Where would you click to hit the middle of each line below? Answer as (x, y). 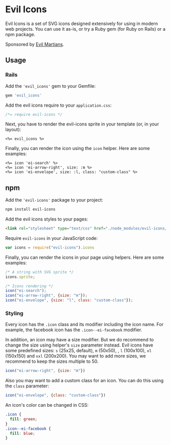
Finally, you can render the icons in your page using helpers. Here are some (85, 257)
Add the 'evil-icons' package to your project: (54, 200)
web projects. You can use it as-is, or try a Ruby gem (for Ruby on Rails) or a (85, 29)
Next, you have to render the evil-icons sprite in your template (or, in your (82, 124)
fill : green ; (24, 419)
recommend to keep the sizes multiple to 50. (52, 361)
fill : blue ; (23, 433)
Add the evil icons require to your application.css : (59, 105)
